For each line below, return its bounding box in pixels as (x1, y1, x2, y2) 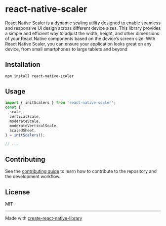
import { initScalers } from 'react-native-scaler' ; (5, 100, 116, 105)
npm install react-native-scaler (5, 73, 74, 79)
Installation (5, 60, 41, 69)
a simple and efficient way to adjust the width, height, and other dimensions (5, 30, 160, 36)
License (5, 188, 30, 196)
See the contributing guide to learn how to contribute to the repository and (5, 168, 157, 174)
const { (5, 105, 21, 110)
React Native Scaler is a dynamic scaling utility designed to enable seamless (5, 20, 161, 26)
